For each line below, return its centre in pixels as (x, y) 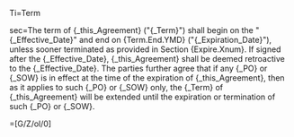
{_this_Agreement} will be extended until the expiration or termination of (143, 97)
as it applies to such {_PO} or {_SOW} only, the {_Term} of (116, 87)
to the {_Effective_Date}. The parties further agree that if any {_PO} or (138, 68)
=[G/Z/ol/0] (31, 124)
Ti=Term (25, 13)
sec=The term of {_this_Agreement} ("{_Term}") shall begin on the (131, 30)
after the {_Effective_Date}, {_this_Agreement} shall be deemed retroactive (147, 59)
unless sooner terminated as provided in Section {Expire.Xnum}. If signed (145, 49)
